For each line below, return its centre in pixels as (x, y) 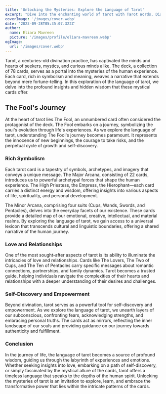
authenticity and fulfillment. (33, 331)
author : (13, 28)
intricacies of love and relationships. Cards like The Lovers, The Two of (77, 261)
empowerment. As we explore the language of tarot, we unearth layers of (80, 310)
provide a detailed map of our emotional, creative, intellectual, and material (81, 216)
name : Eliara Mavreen (32, 33)
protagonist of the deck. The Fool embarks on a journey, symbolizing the (79, 125)
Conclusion (19, 344)
